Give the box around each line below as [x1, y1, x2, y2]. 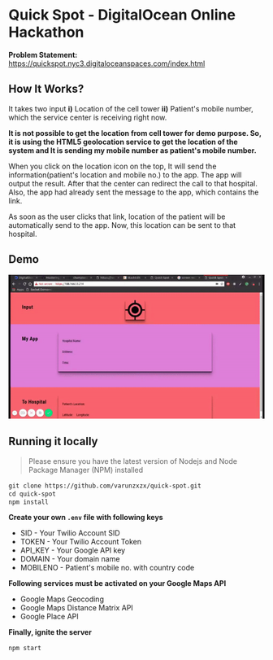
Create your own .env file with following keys [8, 512, 164, 522]
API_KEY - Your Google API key [19, 545, 126, 555]
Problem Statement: [8, 50, 78, 59]
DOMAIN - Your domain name [19, 553, 120, 563]
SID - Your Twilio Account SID [19, 527, 120, 538]
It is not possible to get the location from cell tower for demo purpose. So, [8, 128, 262, 138]
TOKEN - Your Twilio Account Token [19, 536, 142, 546]
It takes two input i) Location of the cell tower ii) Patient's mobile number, [8, 103, 253, 113]
